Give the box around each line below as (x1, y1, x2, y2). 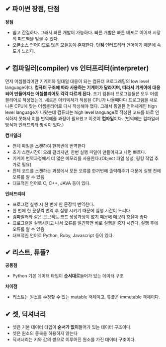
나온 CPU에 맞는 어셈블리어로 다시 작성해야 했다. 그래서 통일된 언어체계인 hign (5, 103, 157, 109)
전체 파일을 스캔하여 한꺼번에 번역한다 (12, 143, 86, 149)
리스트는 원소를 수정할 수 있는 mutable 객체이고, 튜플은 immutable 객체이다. (12, 294, 161, 300)
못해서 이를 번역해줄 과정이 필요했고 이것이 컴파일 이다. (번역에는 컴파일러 (18, 115, 160, 121)
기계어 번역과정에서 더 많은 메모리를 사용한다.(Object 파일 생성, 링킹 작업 (12, 155, 154, 161)
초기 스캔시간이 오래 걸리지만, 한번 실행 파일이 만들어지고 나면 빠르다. (12, 149, 147, 155)
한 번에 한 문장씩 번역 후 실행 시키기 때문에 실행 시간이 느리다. (12, 207, 132, 213)
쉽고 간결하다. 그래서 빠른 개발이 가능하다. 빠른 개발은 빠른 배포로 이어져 (12, 29, 152, 35)
